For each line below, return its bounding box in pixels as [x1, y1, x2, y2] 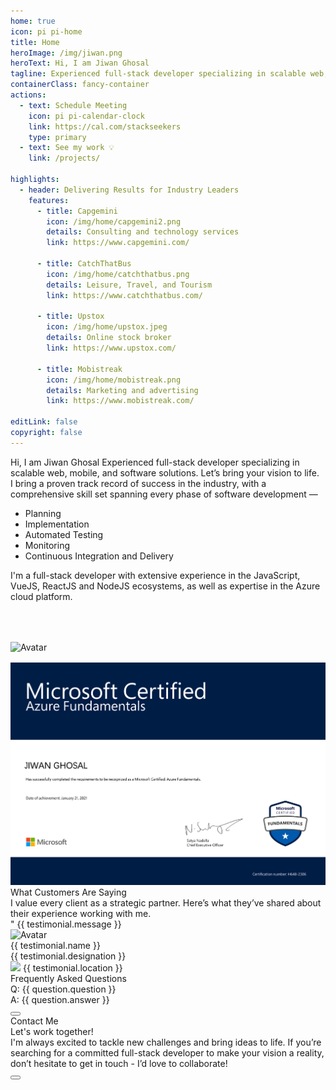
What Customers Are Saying [10, 886, 127, 898]
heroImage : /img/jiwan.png [10, 48, 123, 58]
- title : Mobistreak [36, 364, 123, 374]
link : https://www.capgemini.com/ [46, 238, 190, 248]
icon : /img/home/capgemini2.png [46, 216, 182, 227]
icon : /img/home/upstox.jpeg [46, 322, 168, 332]
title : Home [10, 37, 60, 47]
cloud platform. [10, 590, 73, 602]
